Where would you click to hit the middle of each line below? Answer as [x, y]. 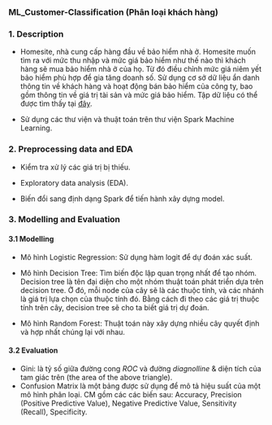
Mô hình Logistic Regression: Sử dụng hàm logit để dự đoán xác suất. [136, 257]
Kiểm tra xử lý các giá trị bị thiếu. [75, 167]
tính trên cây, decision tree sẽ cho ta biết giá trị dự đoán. [114, 307]
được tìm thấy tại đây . [56, 103]
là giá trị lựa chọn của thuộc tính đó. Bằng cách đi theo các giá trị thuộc [140, 299]
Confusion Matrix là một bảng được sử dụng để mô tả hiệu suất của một [140, 386]
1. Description [36, 33]
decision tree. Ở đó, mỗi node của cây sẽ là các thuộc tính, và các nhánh [142, 290]
